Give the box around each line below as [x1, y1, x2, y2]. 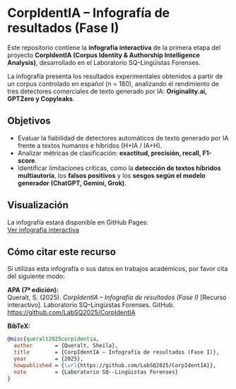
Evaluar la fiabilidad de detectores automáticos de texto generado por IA [17, 133, 229, 142]
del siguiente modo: [7, 272, 65, 280]
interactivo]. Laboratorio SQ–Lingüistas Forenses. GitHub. [7, 301, 175, 309]
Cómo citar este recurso [7, 246, 117, 258]
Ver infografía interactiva [7, 225, 80, 234]
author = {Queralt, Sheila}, [13, 342, 119, 349]
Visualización [7, 199, 69, 211]
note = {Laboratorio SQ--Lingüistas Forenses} [13, 369, 179, 376]
